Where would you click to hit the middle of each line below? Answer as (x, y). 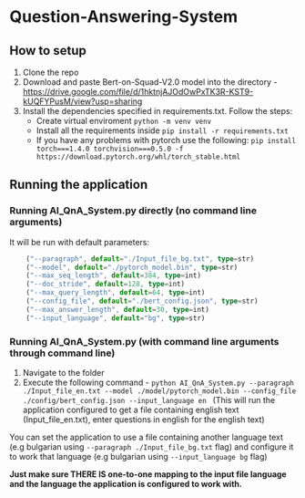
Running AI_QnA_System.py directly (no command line (133, 211)
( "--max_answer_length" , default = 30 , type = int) (117, 309)
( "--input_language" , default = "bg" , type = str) (116, 318)
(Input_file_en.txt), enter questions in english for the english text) (144, 419)
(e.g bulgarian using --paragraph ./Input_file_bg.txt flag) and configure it (152, 446)
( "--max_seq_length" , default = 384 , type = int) (114, 275)
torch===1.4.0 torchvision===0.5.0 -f (110, 149)
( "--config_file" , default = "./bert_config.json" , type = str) (142, 301)
